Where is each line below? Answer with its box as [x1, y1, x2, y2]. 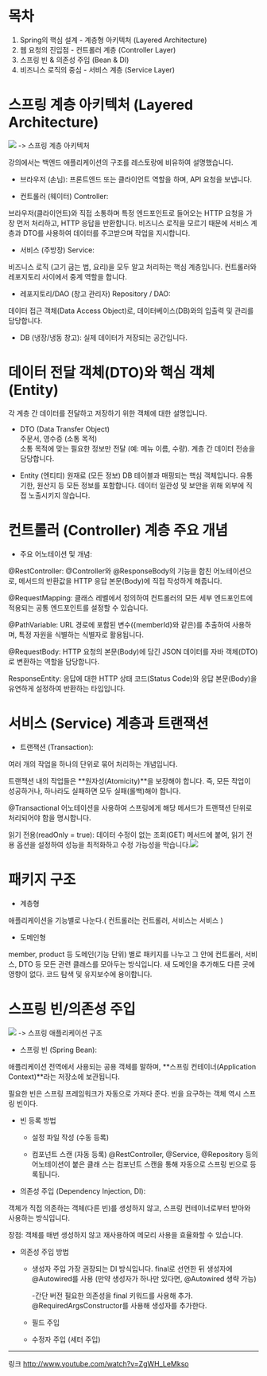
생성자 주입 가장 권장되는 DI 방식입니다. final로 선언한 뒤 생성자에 [31, 1264, 233, 1273]
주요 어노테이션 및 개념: [19, 549, 93, 558]
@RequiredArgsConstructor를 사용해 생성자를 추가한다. [31, 1300, 207, 1310]
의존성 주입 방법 [19, 1247, 69, 1257]
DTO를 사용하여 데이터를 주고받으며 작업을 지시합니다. [22, 228, 191, 237]
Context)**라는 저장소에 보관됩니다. [8, 1072, 121, 1081]
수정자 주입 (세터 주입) [31, 1335, 101, 1344]
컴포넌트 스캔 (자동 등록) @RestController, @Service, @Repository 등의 [31, 1149, 258, 1159]
